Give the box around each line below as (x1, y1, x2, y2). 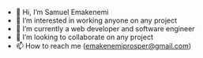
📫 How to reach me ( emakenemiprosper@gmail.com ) (15, 42, 192, 50)
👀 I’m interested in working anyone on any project (15, 16, 178, 25)
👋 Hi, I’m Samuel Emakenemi (15, 8, 109, 16)
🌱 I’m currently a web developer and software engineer (15, 24, 195, 33)
